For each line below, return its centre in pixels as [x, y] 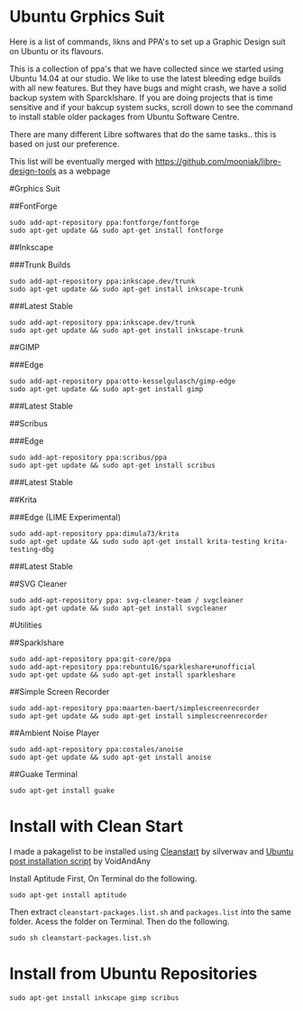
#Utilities [26, 624]
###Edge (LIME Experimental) [65, 517]
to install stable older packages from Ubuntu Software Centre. [124, 117]
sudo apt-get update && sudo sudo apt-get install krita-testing [134, 541]
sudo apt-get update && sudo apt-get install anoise [110, 757]
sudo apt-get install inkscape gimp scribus [94, 997]
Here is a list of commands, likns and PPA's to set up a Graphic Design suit [147, 42]
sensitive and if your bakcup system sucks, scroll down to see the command [151, 107]
